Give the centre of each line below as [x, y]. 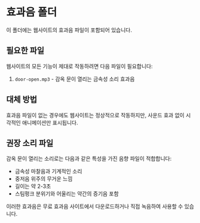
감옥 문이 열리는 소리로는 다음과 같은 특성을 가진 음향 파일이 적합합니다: [89, 158]
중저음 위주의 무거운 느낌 [44, 179]
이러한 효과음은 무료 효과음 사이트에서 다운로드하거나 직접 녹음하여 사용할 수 [95, 206]
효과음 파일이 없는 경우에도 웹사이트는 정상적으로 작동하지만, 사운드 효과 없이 [96, 115]
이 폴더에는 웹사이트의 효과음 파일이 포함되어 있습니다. [69, 30]
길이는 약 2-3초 [33, 187]
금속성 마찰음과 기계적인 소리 [48, 172]
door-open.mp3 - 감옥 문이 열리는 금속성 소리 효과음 [75, 79]
